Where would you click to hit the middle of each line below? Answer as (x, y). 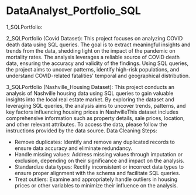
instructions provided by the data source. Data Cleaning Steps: (82, 131)
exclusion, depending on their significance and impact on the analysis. (99, 160)
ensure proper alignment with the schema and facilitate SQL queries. (97, 173)
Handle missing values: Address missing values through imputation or (99, 154)
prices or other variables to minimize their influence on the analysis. (96, 185)
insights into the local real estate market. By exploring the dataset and (90, 99)
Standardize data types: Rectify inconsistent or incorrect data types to (99, 167)
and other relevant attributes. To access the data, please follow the (87, 124)
